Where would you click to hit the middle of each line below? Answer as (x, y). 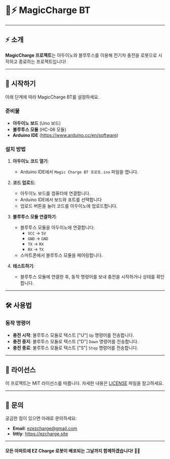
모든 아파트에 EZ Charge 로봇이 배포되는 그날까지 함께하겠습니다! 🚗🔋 (73, 451)
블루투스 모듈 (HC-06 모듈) (39, 129)
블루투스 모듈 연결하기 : (35, 217)
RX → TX (36, 249)
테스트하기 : (24, 266)
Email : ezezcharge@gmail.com (45, 429)
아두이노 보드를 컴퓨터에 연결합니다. (55, 194)
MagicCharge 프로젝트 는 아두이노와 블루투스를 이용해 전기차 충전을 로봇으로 (81, 55)
